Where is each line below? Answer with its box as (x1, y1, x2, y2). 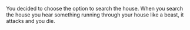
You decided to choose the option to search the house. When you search (6, 5, 184, 12)
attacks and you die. (6, 18, 55, 24)
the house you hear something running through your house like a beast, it (6, 11, 184, 18)
